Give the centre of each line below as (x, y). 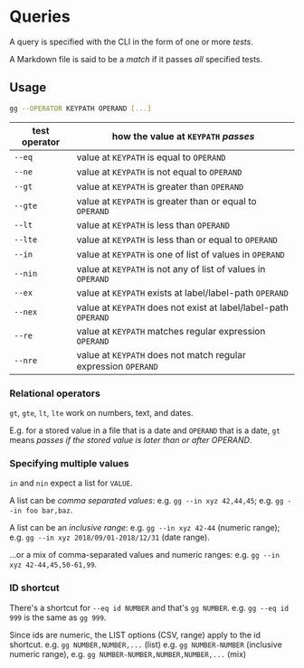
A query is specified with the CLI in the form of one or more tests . (131, 42)
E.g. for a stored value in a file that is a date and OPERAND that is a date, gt (145, 430)
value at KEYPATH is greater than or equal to (166, 201)
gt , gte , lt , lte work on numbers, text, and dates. (101, 412)
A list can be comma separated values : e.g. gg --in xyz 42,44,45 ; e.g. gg (147, 501)
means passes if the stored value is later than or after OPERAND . (131, 439)
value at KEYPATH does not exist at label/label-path (183, 307)
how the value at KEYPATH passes (183, 136)
